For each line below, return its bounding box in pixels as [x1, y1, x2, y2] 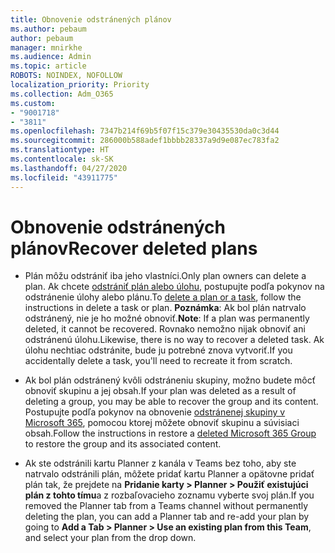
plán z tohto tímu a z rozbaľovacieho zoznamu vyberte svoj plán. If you [24, 489, 315, 501]
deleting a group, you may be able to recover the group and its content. [24, 396, 319, 408]
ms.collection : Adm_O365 [10, 89, 114, 99]
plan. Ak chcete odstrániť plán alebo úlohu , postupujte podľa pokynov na [24, 281, 325, 293]
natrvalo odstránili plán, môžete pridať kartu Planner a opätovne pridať [24, 468, 315, 480]
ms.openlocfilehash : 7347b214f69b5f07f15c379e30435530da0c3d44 [10, 126, 280, 136]
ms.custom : [10, 98, 56, 108]
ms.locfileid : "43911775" [10, 172, 118, 183]
